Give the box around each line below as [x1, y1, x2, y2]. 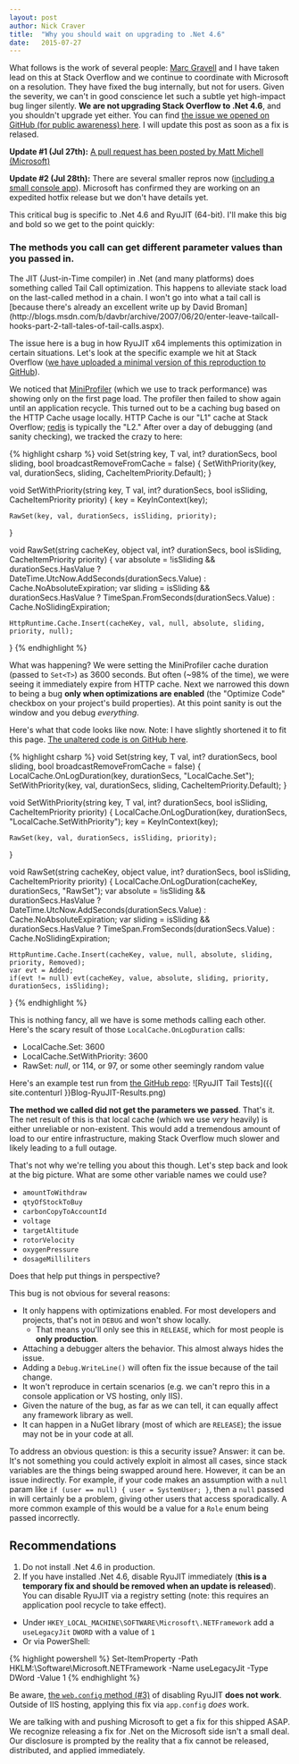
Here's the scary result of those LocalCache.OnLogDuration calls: [9, 1024, 245, 1034]
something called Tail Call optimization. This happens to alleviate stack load [9, 283, 287, 293]
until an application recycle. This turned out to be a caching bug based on [9, 402, 281, 413]
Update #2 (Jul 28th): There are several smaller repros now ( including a [9, 173, 275, 184]
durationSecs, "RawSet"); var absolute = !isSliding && [9, 885, 206, 896]
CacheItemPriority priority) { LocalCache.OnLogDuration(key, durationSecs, [9, 806, 287, 817]
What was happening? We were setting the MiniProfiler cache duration [9, 659, 270, 671]
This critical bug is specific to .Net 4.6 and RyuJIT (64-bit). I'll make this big [9, 209, 287, 220]
